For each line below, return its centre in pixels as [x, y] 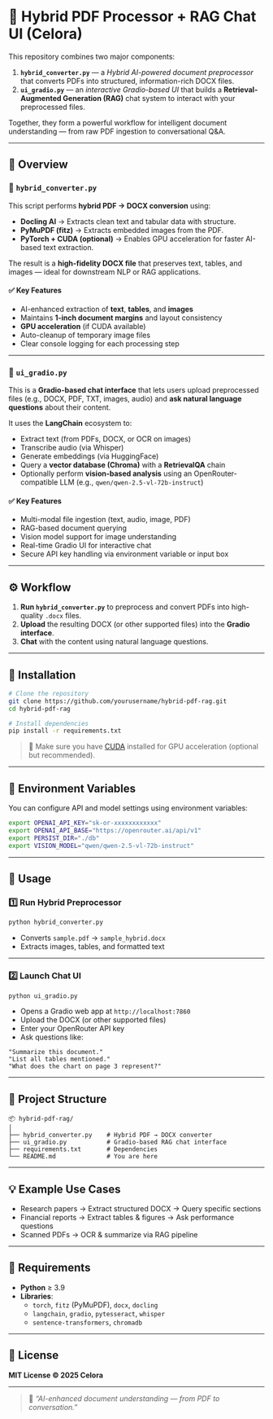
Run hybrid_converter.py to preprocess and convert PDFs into [125, 607]
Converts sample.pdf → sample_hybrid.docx [93, 938]
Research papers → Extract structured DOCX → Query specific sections [141, 1208]
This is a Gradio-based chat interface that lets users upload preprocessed [134, 390]
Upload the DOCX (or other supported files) [93, 1020]
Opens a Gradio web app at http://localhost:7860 [105, 1011]
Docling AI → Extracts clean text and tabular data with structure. [128, 221]
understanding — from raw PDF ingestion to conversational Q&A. [117, 131]
